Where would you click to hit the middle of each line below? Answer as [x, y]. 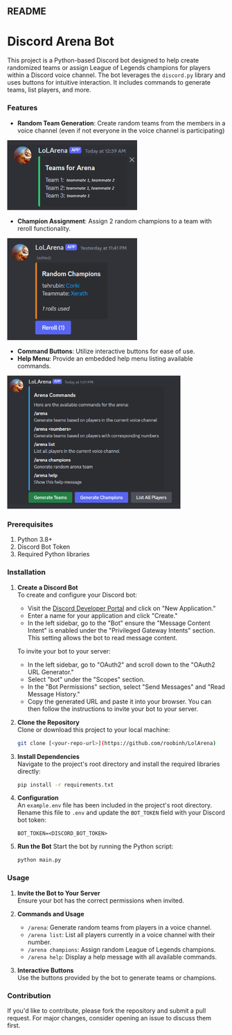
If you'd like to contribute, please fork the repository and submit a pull [107, 1010]
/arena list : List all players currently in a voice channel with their [121, 934]
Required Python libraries [53, 554]
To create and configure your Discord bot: [77, 595]
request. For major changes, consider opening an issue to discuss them [109, 1018]
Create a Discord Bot [47, 587]
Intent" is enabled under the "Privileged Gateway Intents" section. [121, 630]
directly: [29, 771]
